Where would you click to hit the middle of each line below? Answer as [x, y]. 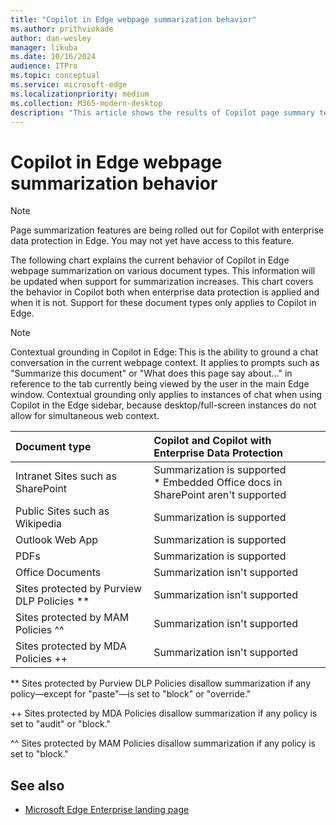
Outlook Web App [57, 540]
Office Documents [58, 573]
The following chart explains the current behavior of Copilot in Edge [150, 260]
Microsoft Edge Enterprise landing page [107, 810]
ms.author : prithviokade [62, 29]
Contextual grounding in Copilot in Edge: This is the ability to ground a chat [164, 352]
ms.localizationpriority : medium [80, 94]
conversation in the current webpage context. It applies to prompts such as [165, 363]
